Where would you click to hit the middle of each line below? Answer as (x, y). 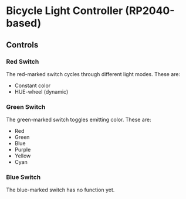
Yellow (23, 156)
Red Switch (23, 61)
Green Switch (26, 107)
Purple (23, 150)
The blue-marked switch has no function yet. (60, 190)
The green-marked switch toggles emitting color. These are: (79, 120)
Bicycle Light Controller (65, 11)
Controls (22, 45)
